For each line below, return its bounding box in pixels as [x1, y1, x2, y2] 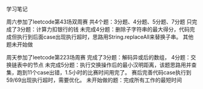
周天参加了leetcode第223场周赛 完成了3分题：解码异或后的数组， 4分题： [6, 54, 191, 61]
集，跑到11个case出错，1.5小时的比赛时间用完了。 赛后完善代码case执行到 [6, 69, 192, 76]
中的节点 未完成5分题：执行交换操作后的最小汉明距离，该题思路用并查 [22, 61, 197, 68]
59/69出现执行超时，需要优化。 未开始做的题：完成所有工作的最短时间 [6, 76, 182, 84]
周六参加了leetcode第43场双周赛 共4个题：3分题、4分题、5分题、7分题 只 [6, 18, 192, 25]
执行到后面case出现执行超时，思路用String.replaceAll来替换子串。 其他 [16, 33, 194, 41]
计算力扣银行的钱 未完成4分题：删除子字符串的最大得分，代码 [36, 26, 190, 33]
